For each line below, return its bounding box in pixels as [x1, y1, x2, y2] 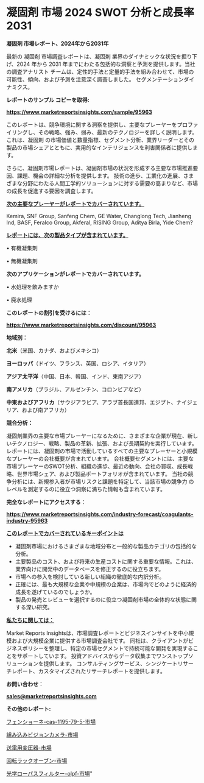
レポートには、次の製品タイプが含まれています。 [6, 231, 129, 238]
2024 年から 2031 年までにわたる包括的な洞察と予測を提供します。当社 [16, 60, 195, 68]
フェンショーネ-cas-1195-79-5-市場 [6, 718, 96, 725]
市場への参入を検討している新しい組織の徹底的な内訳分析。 [15, 573, 165, 580]
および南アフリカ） [21, 406, 70, 413]
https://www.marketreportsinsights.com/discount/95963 [6, 321, 157, 328]
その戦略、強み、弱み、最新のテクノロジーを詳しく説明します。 [38, 129, 198, 136]
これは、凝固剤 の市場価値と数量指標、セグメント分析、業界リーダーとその [6, 136, 195, 143]
